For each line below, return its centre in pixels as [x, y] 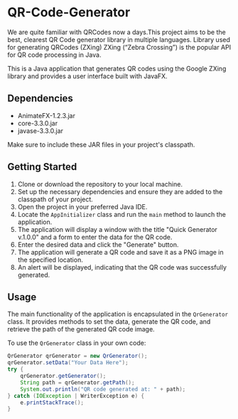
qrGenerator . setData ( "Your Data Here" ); [68, 363]
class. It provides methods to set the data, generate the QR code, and [109, 322]
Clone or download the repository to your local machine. [100, 184]
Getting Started [42, 167]
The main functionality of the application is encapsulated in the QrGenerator [118, 314]
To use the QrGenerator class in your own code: [77, 343]
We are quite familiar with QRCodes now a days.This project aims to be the [117, 32]
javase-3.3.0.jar [40, 131]
